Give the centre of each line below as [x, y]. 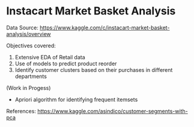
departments [31, 76]
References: [21, 111]
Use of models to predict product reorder [66, 63]
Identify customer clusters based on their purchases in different [94, 69]
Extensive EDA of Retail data [50, 57]
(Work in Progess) [29, 87]
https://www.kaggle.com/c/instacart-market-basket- [105, 28]
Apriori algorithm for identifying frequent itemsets [76, 99]
